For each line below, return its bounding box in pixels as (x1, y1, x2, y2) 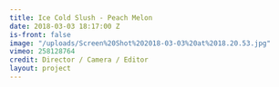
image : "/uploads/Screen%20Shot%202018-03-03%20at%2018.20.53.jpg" (9, 38, 272, 48)
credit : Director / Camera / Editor (9, 55, 149, 64)
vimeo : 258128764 (9, 47, 76, 56)
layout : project (9, 64, 71, 73)
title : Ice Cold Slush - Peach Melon (9, 13, 153, 23)
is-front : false (9, 30, 71, 39)
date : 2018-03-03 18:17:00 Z (9, 22, 120, 31)
